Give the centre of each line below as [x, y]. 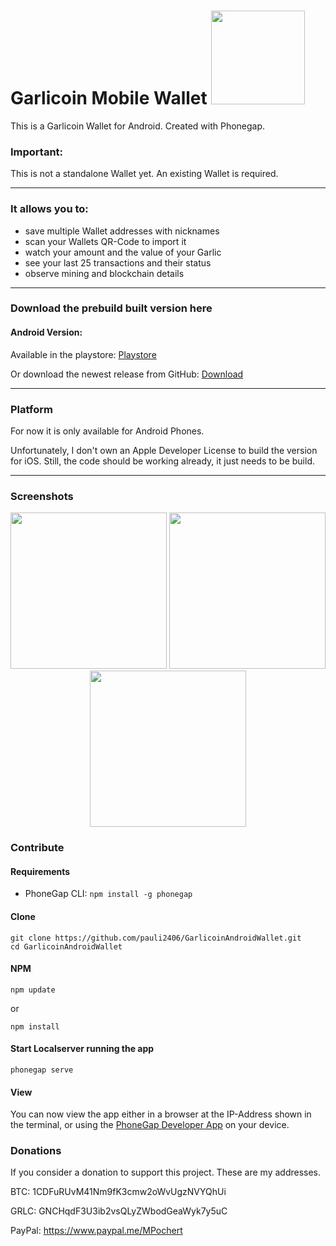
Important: [37, 152]
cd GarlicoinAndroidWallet [66, 946]
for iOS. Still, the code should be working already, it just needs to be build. [162, 461]
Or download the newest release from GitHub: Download [127, 374]
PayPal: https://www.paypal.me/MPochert [96, 1231]
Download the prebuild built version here [111, 308]
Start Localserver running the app [82, 1049]
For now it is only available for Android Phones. [107, 431]
